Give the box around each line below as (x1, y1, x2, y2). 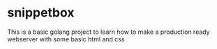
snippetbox (7, 5, 75, 21)
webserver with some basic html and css (7, 35, 125, 43)
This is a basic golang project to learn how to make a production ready (7, 28, 211, 36)
